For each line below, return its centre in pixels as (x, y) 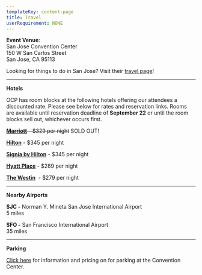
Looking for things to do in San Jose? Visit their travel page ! (80, 71)
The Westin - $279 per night (43, 178)
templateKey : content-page (40, 12)
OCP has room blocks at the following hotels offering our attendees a (92, 100)
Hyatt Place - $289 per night (42, 166)
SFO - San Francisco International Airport (57, 225)
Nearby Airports (27, 195)
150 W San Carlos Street (36, 53)
